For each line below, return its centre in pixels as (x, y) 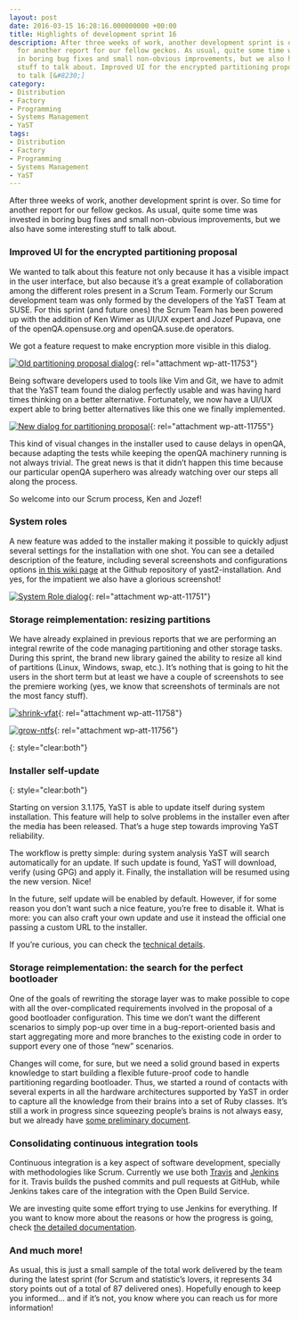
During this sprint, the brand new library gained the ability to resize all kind (145, 658)
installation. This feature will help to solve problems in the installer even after (149, 817)
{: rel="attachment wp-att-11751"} (149, 596)
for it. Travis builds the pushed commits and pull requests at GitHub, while (145, 1182)
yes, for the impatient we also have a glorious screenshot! (115, 579)
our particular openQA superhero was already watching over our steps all (144, 472)
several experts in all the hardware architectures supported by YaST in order (149, 1092)
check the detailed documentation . (73, 1227)
